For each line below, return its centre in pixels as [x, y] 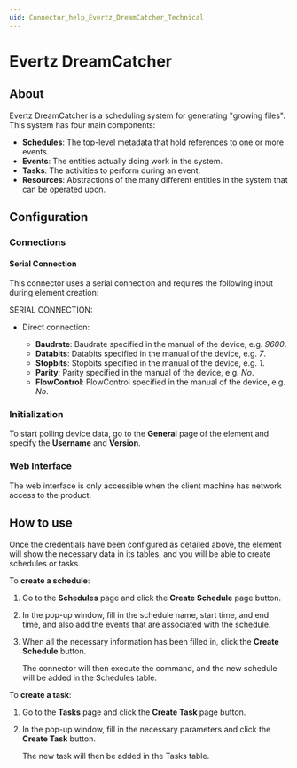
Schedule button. [54, 651]
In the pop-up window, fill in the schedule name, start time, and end [145, 614]
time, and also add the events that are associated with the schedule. [146, 624]
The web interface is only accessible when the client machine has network [145, 486]
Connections [38, 242]
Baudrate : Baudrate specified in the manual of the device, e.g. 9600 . [161, 344]
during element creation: [54, 293]
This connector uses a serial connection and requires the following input [141, 283]
